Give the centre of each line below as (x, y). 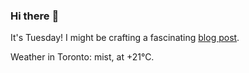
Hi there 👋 (35, 16)
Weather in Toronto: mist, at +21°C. (82, 57)
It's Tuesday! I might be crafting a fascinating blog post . (125, 38)
